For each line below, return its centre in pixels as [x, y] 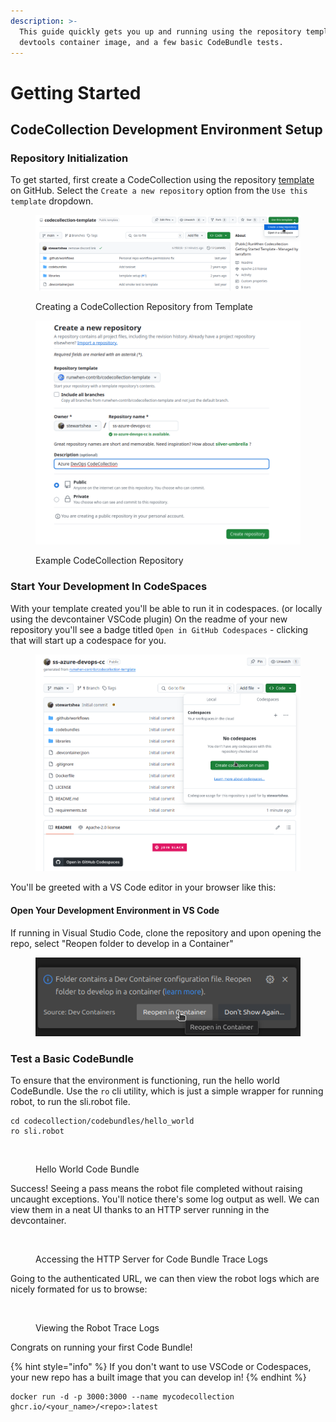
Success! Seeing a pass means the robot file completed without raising [156, 1188]
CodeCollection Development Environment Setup [166, 129]
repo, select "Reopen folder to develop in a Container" [122, 943]
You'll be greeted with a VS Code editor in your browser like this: [143, 887]
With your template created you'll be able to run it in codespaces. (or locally [166, 608]
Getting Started [76, 92]
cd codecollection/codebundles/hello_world [102, 1121]
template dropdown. [52, 201]
